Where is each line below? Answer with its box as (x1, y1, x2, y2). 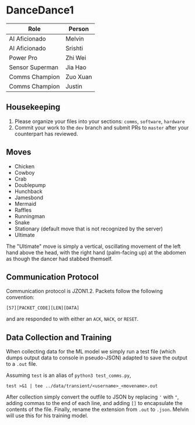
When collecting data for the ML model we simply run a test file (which (6, 348, 176, 355)
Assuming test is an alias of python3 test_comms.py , (6, 372, 131, 379)
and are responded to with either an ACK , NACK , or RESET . (6, 315, 139, 322)
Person (68, 25, 89, 33)
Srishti (65, 44, 83, 52)
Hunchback (14, 188, 43, 195)
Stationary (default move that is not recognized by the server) (14, 225, 163, 232)
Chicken (14, 162, 35, 170)
